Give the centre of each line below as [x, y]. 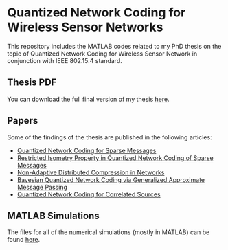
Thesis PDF [32, 83]
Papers [23, 121]
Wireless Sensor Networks [85, 27]
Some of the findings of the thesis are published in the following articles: [110, 137]
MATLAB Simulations [53, 215]
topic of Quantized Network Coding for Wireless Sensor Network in [102, 54]
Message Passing [42, 187]
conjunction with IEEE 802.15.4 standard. [65, 60]
